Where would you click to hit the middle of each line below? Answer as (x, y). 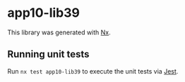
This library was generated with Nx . (59, 32)
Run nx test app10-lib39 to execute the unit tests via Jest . (93, 71)
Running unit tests (48, 54)
